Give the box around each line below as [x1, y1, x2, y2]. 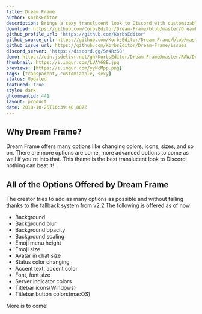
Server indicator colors [14, 278, 72, 285]
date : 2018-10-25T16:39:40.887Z [6, 104, 87, 111]
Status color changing [14, 258, 70, 266]
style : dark [6, 88, 36, 94]
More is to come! [6, 303, 48, 310]
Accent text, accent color [14, 265, 78, 272]
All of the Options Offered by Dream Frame [6, 179, 169, 190]
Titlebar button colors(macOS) [14, 290, 91, 298]
